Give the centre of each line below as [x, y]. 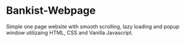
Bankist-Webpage [51, 11]
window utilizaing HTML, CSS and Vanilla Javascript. [70, 32]
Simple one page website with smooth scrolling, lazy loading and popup [93, 26]
